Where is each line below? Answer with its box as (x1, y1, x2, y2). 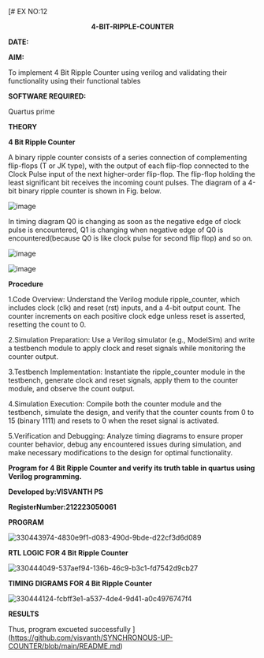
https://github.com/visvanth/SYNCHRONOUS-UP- (10, 633, 173, 642)
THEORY (8, 122, 38, 131)
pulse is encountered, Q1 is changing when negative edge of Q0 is (8, 225, 224, 234)
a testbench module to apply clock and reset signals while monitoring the (8, 343, 246, 353)
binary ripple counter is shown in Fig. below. (18, 186, 162, 196)
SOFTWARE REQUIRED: (8, 92, 87, 101)
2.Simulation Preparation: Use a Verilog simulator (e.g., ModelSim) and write (8, 335, 255, 344)
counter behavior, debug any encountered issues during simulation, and (8, 439, 242, 449)
